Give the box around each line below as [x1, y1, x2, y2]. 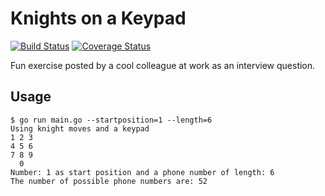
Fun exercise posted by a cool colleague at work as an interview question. [10, 59, 316, 71]
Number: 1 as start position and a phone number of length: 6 [10, 167, 275, 177]
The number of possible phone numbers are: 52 [10, 176, 208, 186]
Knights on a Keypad [10, 7, 187, 30]
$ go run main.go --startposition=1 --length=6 [10, 115, 213, 125]
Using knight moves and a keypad [10, 123, 150, 134]
